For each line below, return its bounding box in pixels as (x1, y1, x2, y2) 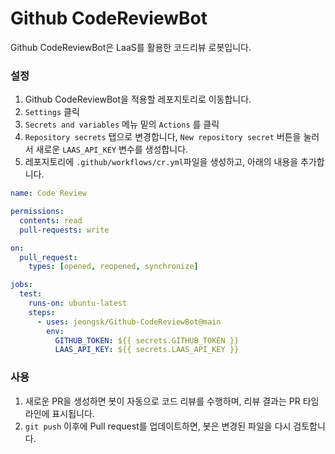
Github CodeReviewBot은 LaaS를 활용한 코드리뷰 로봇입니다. (10, 41, 252, 53)
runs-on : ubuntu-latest (28, 298, 128, 309)
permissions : (10, 207, 65, 217)
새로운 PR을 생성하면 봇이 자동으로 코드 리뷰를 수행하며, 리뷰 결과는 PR (24, 395, 301, 407)
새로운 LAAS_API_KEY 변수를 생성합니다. (35, 143, 189, 156)
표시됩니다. (51, 407, 95, 419)
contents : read (19, 215, 83, 226)
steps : (28, 307, 56, 317)
